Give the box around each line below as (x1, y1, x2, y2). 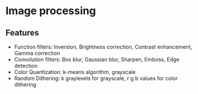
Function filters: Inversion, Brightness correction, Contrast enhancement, (14, 43, 193, 50)
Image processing (5, 4, 96, 18)
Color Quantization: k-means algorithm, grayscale (14, 69, 136, 75)
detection (14, 62, 38, 69)
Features (5, 28, 39, 38)
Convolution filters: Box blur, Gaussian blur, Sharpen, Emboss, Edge (14, 56, 180, 63)
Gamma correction (14, 50, 60, 57)
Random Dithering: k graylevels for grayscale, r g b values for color (14, 75, 178, 82)
